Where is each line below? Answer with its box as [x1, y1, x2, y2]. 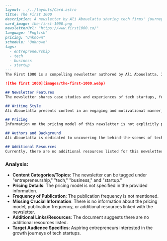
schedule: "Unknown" [5, 40, 48, 45]
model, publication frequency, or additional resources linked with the [12, 203, 153, 209]
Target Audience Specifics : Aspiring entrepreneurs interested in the [12, 225, 153, 231]
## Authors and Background [5, 131, 61, 136]
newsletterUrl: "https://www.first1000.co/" [5, 26, 99, 31]
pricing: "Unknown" [5, 35, 46, 40]
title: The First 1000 [5, 12, 52, 17]
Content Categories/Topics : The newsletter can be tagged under [12, 172, 148, 178]
